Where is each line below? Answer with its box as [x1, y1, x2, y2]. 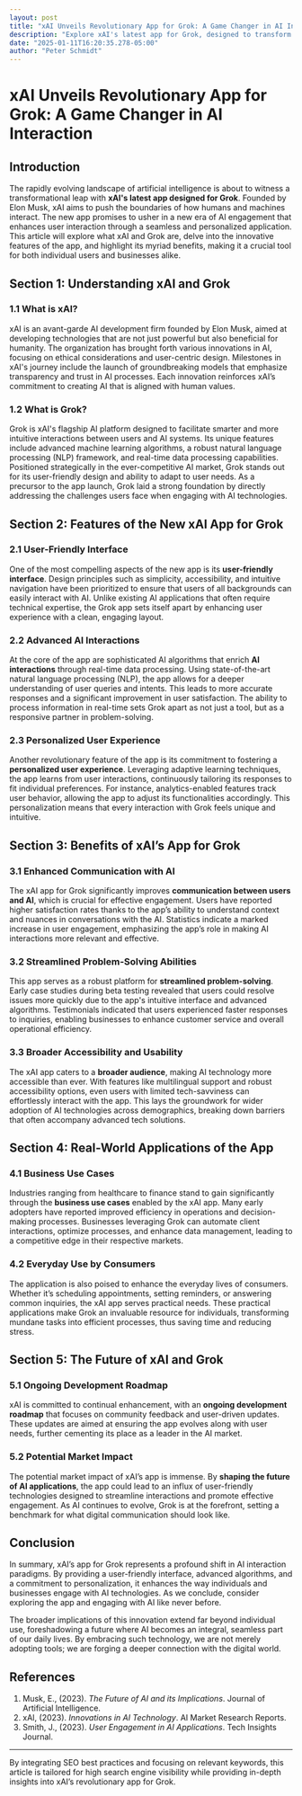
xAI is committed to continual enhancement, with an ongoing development [9, 1400, 288, 1410]
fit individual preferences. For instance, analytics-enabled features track [9, 783, 277, 794]
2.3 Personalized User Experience [9, 734, 161, 747]
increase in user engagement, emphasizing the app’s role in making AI [9, 923, 270, 935]
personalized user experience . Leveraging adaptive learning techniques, [9, 764, 281, 775]
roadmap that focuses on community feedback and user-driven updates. [9, 1409, 280, 1420]
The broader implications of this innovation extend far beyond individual [9, 1614, 276, 1625]
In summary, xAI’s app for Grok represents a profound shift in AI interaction [9, 1559, 287, 1569]
